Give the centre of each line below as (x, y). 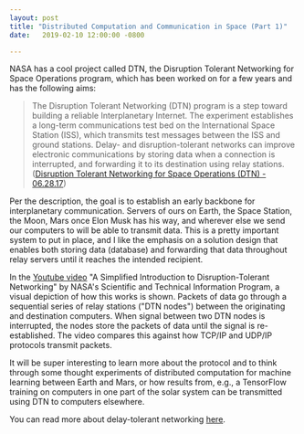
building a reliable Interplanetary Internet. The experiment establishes (162, 116)
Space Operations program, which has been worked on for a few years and (151, 79)
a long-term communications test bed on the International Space (153, 125)
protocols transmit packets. (61, 345)
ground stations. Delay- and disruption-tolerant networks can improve (163, 145)
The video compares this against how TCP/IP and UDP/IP (164, 335)
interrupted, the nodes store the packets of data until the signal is (132, 326)
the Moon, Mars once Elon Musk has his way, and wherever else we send (147, 221)
